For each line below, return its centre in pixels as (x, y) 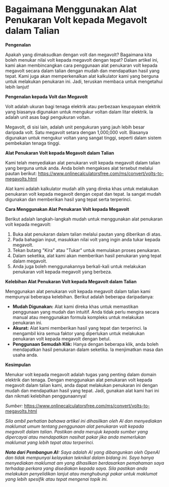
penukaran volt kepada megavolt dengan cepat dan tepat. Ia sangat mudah (83, 194)
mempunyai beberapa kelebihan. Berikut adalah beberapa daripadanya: (79, 296)
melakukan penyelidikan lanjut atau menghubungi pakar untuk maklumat (81, 473)
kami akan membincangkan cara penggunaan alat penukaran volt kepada (81, 65)
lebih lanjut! (17, 86)
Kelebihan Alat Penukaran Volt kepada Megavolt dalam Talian (71, 281)
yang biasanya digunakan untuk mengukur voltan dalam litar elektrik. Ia (79, 112)
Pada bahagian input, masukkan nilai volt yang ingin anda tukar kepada (86, 239)
